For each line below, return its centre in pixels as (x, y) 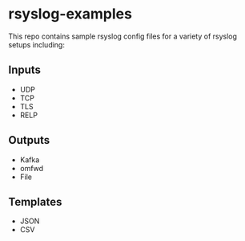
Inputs (25, 70)
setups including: (37, 44)
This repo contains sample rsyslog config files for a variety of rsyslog (123, 36)
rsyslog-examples (70, 14)
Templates (35, 202)
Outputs (29, 140)
